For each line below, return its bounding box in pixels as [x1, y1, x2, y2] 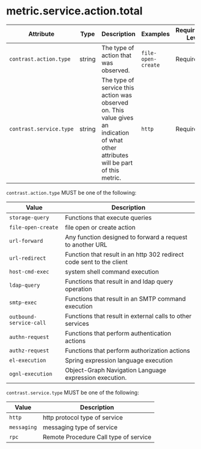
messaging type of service [42, 423, 118, 431]
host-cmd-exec [9, 268, 50, 275]
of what [101, 136, 123, 144]
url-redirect [9, 254, 47, 261]
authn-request [9, 334, 50, 340]
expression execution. [65, 373, 127, 382]
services [65, 319, 90, 328]
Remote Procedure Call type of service [42, 433, 151, 441]
